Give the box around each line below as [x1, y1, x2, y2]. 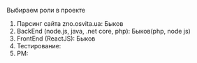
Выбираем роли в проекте [6, 6, 85, 14]
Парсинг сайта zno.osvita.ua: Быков [16, 20, 124, 27]
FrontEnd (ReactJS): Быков [16, 34, 96, 43]
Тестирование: [16, 42, 61, 50]
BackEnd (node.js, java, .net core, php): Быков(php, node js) [16, 27, 191, 35]
